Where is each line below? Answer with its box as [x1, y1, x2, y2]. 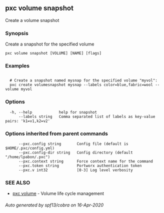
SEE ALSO [5, 179, 30, 186]
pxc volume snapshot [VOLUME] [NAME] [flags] [5, 51, 101, 56]
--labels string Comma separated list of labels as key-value [18, 114, 155, 119]
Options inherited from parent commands [5, 130, 108, 137]
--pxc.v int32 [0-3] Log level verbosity [18, 167, 133, 172]
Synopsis [5, 29, 28, 36]
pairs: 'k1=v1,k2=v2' [5, 118, 50, 123]
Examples [5, 62, 30, 69]
